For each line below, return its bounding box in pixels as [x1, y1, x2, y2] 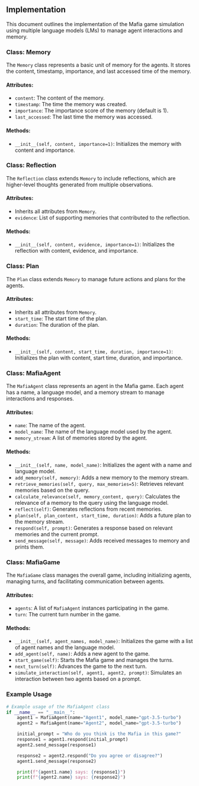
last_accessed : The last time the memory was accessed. [14, 113, 153, 120]
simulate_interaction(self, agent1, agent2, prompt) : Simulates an [14, 669, 182, 676]
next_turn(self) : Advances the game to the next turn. [14, 663, 147, 670]
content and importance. [14, 147, 75, 154]
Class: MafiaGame [6, 558, 60, 566]
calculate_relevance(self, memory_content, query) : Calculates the [14, 492, 181, 500]
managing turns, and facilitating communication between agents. [6, 578, 165, 585]
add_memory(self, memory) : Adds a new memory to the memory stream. [14, 474, 190, 481]
